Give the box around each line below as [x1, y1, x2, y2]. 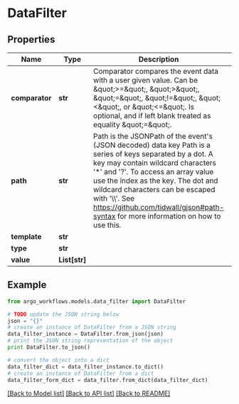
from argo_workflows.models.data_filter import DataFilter [7, 297, 186, 305]
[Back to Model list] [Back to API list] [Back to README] [7, 389, 171, 398]
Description [138, 55, 179, 64]
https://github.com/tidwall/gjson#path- [93, 203, 225, 212]
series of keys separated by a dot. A [93, 149, 213, 159]
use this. [93, 220, 122, 230]
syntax [93, 211, 116, 221]
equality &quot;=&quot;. [93, 119, 172, 129]
